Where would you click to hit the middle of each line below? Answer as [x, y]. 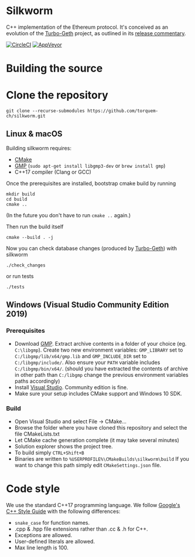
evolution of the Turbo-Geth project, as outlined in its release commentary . [96, 33]
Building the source [54, 68]
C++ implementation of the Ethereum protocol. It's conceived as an [87, 27]
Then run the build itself [35, 227]
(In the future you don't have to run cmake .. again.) [69, 215]
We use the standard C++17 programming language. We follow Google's [93, 505]
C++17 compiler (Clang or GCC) [53, 172]
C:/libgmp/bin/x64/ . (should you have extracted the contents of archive [101, 369]
